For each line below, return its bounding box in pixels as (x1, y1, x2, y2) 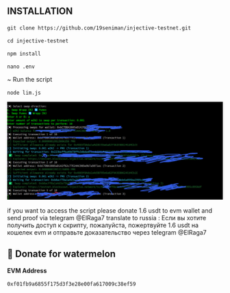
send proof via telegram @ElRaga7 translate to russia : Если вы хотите (7, 213, 207, 222)
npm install (7, 50, 41, 57)
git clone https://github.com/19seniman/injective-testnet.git (7, 24, 192, 32)
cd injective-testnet (7, 37, 69, 44)
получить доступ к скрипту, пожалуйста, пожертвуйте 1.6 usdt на (7, 221, 199, 229)
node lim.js (7, 89, 41, 96)
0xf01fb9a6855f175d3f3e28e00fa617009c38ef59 (7, 281, 136, 288)
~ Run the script (7, 75, 53, 83)
